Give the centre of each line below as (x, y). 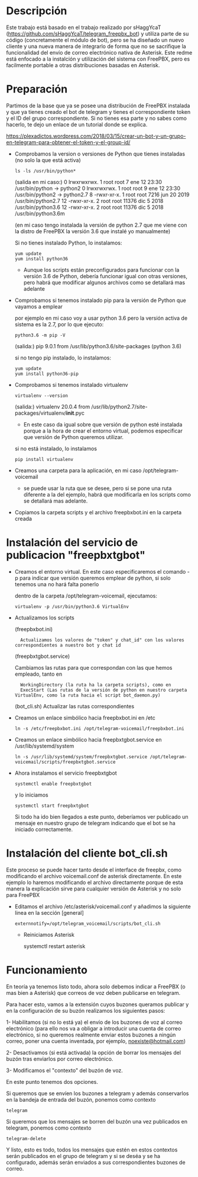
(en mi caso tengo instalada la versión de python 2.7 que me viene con (101, 225)
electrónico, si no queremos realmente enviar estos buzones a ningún (91, 1035)
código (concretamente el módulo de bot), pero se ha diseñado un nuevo (95, 40)
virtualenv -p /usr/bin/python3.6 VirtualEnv (72, 606)
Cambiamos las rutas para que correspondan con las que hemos (93, 667)
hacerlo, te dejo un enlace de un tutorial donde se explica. (77, 124)
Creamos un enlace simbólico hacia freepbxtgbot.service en (88, 739)
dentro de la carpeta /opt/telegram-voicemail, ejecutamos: (86, 596)
